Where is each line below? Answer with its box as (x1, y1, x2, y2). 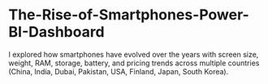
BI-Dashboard (8, 23, 105, 41)
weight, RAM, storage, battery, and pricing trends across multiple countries (8, 58, 260, 68)
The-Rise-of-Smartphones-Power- (8, 6, 249, 24)
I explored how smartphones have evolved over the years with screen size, (8, 49, 259, 59)
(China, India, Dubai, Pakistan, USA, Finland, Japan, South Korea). (8, 66, 229, 76)
